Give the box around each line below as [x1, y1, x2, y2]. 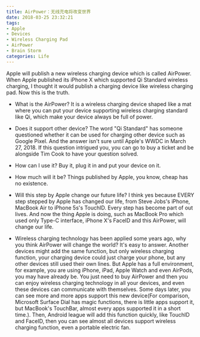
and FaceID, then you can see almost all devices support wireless [14, 317, 176, 324]
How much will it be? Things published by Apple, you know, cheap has [14, 173, 188, 180]
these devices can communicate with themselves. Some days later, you [14, 286, 191, 293]
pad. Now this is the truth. [6, 89, 70, 96]
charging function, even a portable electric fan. [14, 324, 131, 331]
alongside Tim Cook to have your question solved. [14, 150, 139, 157]
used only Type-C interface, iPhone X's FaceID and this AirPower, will [14, 217, 186, 224]
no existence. [14, 180, 48, 187]
